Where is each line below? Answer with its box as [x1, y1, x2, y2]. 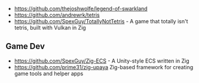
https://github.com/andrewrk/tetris [14, 11, 100, 19]
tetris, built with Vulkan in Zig [14, 24, 86, 31]
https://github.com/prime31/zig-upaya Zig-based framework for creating [14, 63, 194, 70]
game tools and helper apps [14, 70, 84, 77]
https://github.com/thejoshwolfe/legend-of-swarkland [14, 5, 148, 12]
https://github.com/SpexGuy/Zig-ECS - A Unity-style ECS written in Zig [14, 57, 189, 64]
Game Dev [5, 41, 45, 51]
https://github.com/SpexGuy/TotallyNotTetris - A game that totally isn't [14, 18, 188, 24]
